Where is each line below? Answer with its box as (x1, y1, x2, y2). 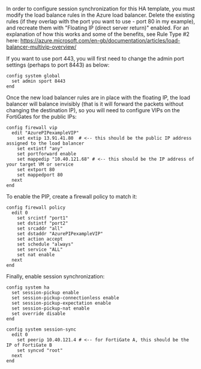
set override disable (11, 311, 66, 317)
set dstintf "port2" (17, 220, 68, 226)
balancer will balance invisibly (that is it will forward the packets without (6, 100, 184, 107)
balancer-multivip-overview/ (6, 43, 77, 50)
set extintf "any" (17, 146, 63, 152)
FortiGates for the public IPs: (6, 113, 77, 120)
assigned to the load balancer (6, 140, 85, 146)
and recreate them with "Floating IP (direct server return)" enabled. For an (6, 24, 189, 31)
